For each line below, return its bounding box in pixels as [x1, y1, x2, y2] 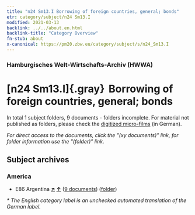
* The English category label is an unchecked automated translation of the [6, 197, 187, 204]
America [6, 172, 32, 180]
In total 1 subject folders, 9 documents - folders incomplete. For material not [6, 114, 189, 121]
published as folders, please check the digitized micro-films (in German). [6, 120, 182, 127]
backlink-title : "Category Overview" [6, 30, 99, 36]
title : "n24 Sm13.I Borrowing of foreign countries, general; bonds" [6, 8, 180, 15]
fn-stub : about [6, 36, 44, 42]
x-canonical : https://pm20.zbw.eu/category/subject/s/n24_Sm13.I [6, 42, 169, 47]
